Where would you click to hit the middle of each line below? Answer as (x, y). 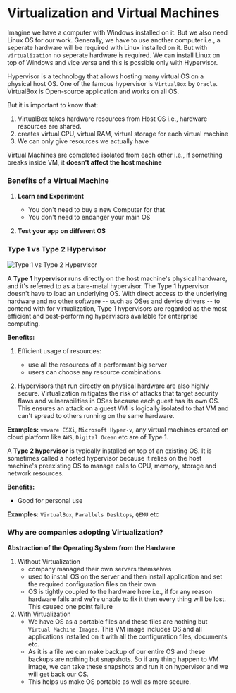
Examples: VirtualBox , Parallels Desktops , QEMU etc (83, 514)
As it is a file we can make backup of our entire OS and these (117, 651)
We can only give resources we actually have (83, 141)
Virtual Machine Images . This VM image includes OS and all (115, 629)
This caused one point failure (70, 606)
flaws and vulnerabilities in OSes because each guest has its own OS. (118, 401)
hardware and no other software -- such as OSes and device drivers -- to (114, 301)
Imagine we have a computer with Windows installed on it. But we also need (117, 32)
